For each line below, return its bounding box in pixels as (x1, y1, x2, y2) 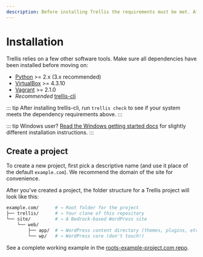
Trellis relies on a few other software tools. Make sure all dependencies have (6, 55, 197, 62)
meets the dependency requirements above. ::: (6, 110, 123, 118)
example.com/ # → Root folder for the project (6, 205, 139, 211)
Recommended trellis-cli (14, 92, 76, 100)
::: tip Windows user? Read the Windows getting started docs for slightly (6, 122, 186, 129)
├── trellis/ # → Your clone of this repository (6, 210, 145, 216)
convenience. (6, 175, 40, 182)
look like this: (6, 193, 39, 200)
